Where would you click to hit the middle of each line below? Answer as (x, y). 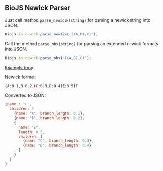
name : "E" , (29, 127)
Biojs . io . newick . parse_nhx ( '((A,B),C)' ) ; (48, 58)
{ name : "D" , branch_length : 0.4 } (57, 146)
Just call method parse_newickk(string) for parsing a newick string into (78, 20)
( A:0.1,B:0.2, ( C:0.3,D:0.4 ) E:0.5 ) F (42, 86)
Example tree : (19, 67)
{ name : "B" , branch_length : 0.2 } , (49, 118)
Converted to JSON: (26, 95)
